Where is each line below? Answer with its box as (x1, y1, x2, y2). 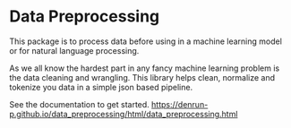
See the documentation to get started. (9, 98, 150, 109)
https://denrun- (150, 98, 209, 109)
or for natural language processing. (9, 45, 140, 55)
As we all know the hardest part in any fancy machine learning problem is (9, 63, 280, 73)
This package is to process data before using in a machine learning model (9, 36, 282, 47)
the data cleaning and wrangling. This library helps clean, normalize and (9, 72, 276, 82)
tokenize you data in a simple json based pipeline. (9, 81, 193, 92)
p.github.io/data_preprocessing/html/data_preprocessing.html (9, 108, 238, 119)
